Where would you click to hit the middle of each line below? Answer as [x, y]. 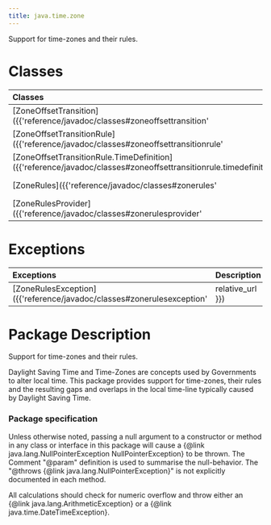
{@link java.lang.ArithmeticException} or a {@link [90, 503]
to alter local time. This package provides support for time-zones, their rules [135, 381]
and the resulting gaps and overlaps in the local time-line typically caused [131, 390]
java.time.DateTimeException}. [59, 512]
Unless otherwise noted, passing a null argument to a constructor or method [135, 436]
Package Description [80, 334]
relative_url [236, 289]
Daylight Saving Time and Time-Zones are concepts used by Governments [132, 373]
